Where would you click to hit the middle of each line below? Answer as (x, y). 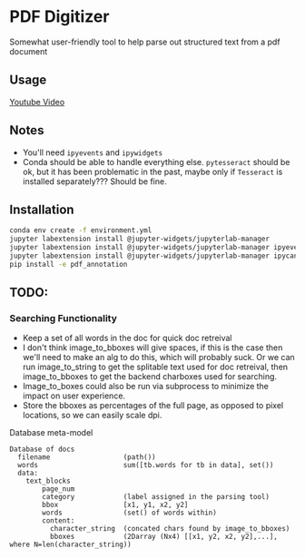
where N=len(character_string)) (70, 545)
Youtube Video (37, 102)
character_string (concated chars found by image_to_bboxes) (170, 529)
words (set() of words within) (130, 513)
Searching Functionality (64, 318)
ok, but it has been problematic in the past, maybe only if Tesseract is (152, 171)
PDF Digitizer (59, 17)
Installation (42, 209)
